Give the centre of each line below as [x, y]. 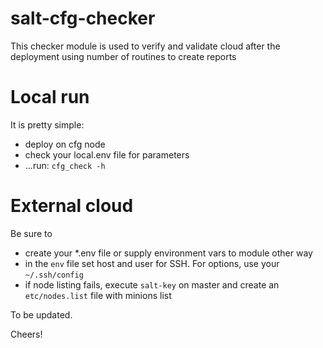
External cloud [72, 206]
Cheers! [26, 334]
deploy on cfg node [65, 144]
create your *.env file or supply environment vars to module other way [168, 253]
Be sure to [31, 233]
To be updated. [41, 314]
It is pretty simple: [47, 124]
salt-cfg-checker [83, 18]
